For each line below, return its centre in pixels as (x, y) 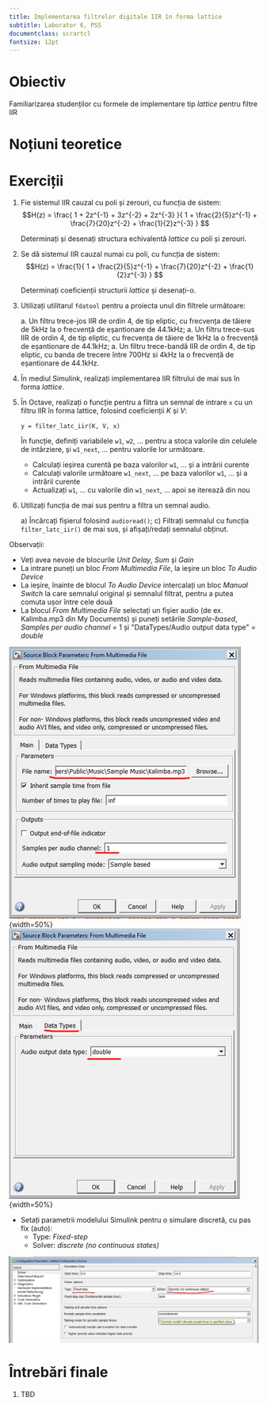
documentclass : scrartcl (50, 33)
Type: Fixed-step (60, 1237)
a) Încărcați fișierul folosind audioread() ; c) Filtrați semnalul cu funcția (134, 521)
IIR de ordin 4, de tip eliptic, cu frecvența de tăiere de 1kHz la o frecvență (139, 338)
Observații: (27, 545)
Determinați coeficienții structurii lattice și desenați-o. (108, 290)
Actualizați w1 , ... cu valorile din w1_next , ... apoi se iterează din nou (141, 490)
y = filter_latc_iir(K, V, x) (71, 427)
